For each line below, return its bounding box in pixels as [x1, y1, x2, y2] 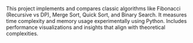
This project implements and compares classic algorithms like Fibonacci [6, 5, 181, 12]
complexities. [6, 30, 39, 37]
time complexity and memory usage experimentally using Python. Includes [6, 18, 187, 24]
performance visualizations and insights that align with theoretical [6, 24, 166, 31]
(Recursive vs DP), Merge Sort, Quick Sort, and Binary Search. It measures [6, 11, 187, 18]
